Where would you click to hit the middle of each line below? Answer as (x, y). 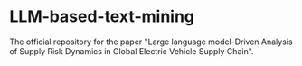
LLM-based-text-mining (102, 17)
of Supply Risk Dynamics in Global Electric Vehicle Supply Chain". (132, 51)
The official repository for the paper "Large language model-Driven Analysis (151, 42)
